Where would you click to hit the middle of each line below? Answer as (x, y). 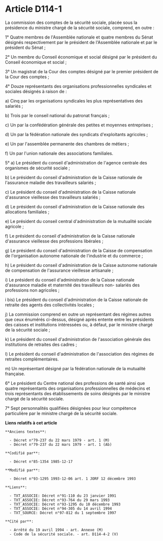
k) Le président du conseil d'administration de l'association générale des (78, 339)
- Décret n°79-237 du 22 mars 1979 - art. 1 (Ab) (61, 444)
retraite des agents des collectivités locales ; (50, 305)
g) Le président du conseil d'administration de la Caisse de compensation (79, 250)
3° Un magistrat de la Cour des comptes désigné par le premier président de (82, 71)
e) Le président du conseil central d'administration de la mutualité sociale (78, 221)
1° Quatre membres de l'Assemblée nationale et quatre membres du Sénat (79, 37)
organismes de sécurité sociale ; (38, 168)
